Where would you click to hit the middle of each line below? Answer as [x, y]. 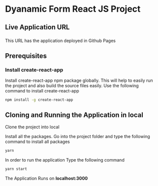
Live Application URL [37, 27]
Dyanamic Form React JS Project [73, 9]
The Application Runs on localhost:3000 [46, 178]
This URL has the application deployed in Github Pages [60, 41]
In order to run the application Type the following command [65, 160]
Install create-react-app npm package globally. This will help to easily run [79, 81]
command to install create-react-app [42, 91]
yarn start [16, 169]
